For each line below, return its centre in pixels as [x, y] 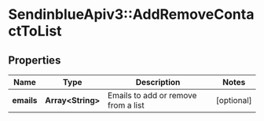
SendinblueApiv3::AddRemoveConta [131, 15]
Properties [35, 60]
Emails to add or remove [152, 95]
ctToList [35, 31]
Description [158, 82]
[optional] [234, 100]
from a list [126, 105]
